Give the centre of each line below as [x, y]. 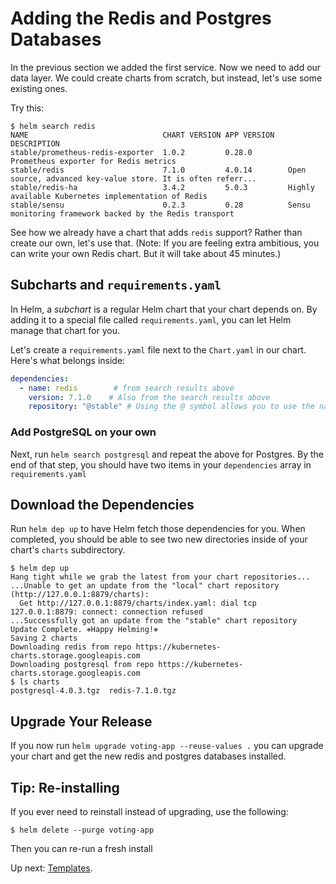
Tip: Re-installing [65, 787]
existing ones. [39, 88]
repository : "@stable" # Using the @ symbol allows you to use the [171, 407]
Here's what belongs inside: [68, 360]
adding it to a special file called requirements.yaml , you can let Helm [151, 319]
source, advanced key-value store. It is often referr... [133, 178]
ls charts [39, 682]
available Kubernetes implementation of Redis [109, 196]
